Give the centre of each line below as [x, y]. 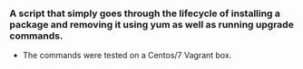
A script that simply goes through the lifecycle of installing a [145, 13]
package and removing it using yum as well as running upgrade [152, 24]
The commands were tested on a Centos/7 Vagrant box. [127, 56]
